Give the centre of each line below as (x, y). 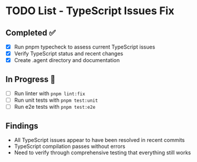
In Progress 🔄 (30, 79)
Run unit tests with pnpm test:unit (56, 100)
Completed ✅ (30, 33)
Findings (22, 126)
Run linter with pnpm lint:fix (49, 93)
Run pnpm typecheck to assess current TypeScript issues (85, 47)
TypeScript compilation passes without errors (70, 146)
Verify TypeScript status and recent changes (69, 54)
